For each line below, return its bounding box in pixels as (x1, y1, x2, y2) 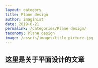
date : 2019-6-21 (5, 21, 39, 27)
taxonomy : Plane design (5, 31, 55, 36)
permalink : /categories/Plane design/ (5, 26, 86, 31)
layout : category (5, 7, 42, 13)
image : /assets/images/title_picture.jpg (5, 36, 93, 41)
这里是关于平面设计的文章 (5, 55, 84, 64)
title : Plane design (5, 12, 49, 17)
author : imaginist (5, 17, 44, 22)
